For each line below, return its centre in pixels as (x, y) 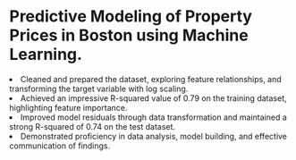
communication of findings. (60, 146)
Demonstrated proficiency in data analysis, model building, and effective (154, 136)
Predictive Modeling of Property (131, 17)
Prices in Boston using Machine (129, 35)
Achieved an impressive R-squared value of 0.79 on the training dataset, (154, 98)
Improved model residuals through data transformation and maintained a (154, 117)
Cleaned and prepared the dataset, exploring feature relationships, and (151, 79)
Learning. (46, 55)
